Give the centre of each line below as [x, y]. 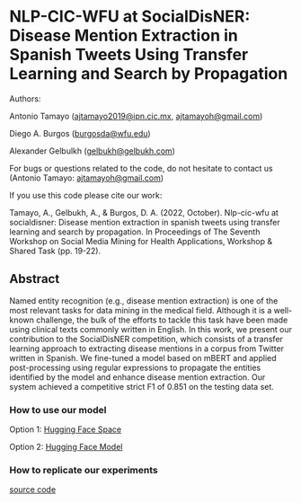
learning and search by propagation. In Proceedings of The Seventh [135, 232]
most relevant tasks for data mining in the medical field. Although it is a [141, 310]
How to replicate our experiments [84, 470]
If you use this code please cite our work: [86, 195]
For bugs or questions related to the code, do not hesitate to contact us [141, 168]
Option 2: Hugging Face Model [66, 447]
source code [33, 490]
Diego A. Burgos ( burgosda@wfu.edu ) [80, 133]
